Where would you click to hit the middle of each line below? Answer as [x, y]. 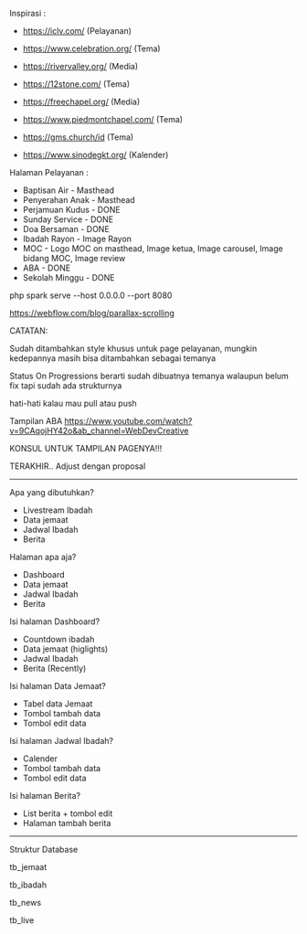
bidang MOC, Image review [74, 258]
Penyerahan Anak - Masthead [79, 200]
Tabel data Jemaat [58, 704]
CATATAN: [29, 331]
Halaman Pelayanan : [49, 172]
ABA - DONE [47, 268]
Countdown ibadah [58, 639]
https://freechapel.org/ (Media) [81, 101]
